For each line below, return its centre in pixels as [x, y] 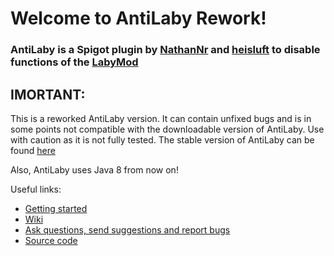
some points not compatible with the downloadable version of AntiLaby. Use [167, 129]
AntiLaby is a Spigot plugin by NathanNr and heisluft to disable [165, 50]
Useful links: [36, 189]
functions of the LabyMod [74, 62]
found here [33, 150]
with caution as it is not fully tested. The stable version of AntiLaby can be [162, 139]
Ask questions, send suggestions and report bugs [127, 229]
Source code [51, 240]
